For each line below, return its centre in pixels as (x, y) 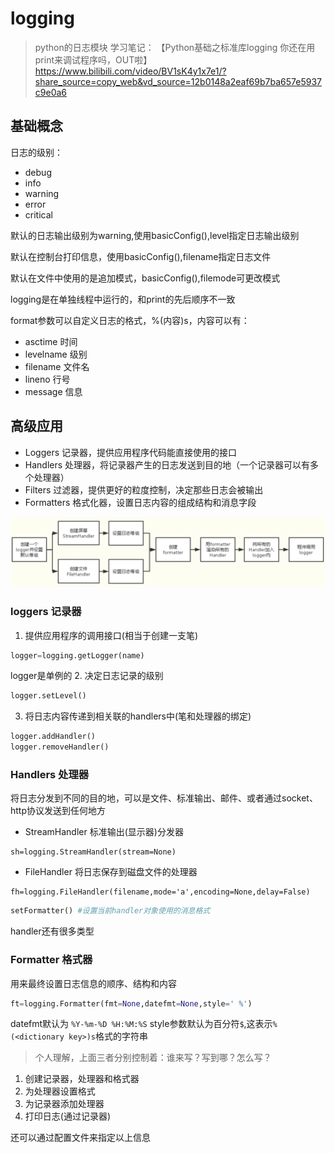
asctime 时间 (51, 341)
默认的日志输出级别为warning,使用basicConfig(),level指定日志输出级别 (155, 235)
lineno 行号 (47, 379)
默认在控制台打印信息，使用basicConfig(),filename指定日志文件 (141, 256)
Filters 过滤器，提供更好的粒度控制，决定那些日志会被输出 (144, 489)
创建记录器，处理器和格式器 (82, 1079)
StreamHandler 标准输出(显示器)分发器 (104, 832)
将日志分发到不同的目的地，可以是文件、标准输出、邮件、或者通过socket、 (164, 798)
